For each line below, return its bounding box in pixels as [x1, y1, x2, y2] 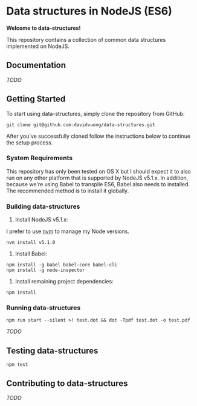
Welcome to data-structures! [6, 24, 81, 32]
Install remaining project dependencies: [15, 278, 114, 285]
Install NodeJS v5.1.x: [15, 216, 68, 223]
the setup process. [6, 138, 53, 146]
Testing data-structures [6, 345, 98, 356]
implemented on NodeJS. [6, 42, 69, 50]
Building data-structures [6, 202, 80, 211]
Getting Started [6, 94, 66, 104]
